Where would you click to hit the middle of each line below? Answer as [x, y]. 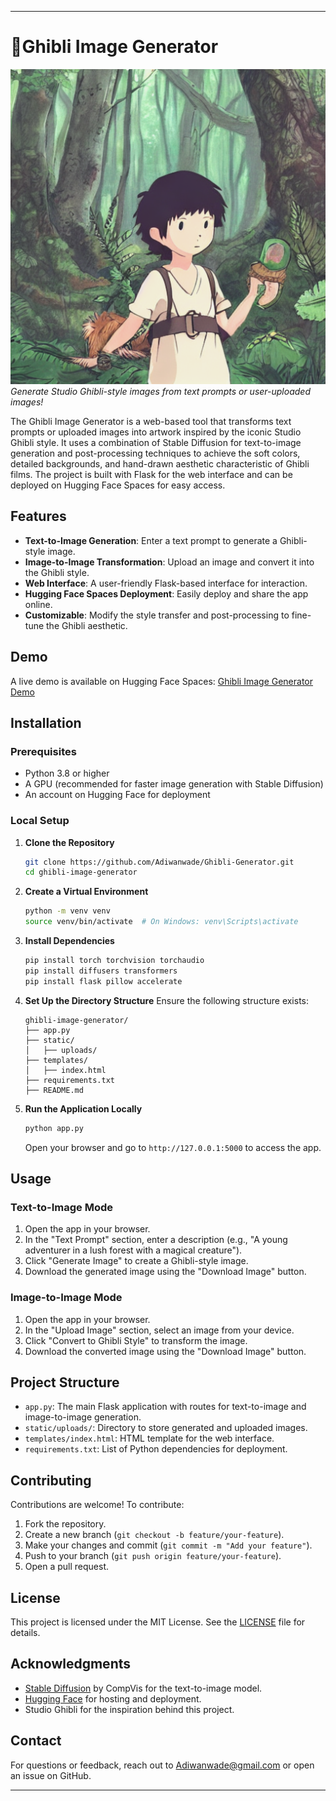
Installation [46, 722]
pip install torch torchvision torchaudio [114, 961]
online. [38, 604]
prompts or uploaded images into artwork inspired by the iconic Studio [156, 432]
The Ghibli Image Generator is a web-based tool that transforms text [151, 421]
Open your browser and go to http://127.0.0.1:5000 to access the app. [173, 1147]
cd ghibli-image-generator [81, 872]
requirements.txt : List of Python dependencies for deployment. [156, 1449]
